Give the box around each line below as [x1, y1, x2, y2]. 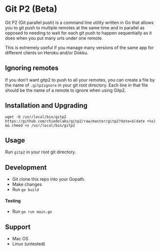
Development [5, 163, 47, 171]
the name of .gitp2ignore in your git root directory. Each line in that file [5, 82, 148, 88]
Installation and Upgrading [5, 102, 88, 110]
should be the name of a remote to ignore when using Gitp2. [5, 87, 126, 93]
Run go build [12, 187, 39, 192]
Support [5, 223, 31, 231]
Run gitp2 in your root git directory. [5, 149, 76, 155]
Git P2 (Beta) [5, 3, 58, 15]
